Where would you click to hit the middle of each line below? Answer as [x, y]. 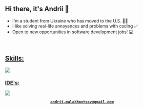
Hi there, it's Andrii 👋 [37, 9]
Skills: [15, 58]
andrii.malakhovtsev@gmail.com [82, 102]
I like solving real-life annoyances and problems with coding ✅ [75, 26]
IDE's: [12, 83]
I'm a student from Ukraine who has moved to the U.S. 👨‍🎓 [70, 21]
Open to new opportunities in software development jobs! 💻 [73, 32]
